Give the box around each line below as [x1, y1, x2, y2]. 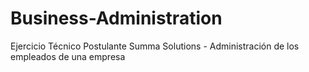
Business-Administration [10, 7, 223, 30]
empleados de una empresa [10, 50, 126, 62]
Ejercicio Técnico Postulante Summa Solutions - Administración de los [10, 40, 300, 52]
